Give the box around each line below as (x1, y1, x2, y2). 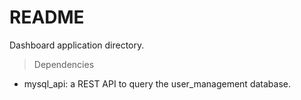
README (9, 6, 85, 29)
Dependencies (33, 58, 95, 70)
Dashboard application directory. (9, 39, 145, 51)
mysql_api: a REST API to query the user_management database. (23, 77, 291, 90)
